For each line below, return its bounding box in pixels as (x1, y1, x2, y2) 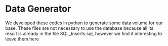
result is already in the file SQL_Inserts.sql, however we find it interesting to (5, 30, 162, 36)
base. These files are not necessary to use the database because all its (5, 25, 154, 31)
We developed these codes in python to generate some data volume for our (5, 20, 163, 26)
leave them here (5, 36, 39, 42)
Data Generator (5, 3, 71, 15)
